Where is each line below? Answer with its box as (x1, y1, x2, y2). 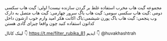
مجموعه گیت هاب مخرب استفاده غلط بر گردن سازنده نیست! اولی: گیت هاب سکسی (4, 5, 162, 10)
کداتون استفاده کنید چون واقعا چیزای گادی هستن (4, 20, 94, 26)
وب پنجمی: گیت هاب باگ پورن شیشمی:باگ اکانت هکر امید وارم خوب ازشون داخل (4, 15, 157, 21)
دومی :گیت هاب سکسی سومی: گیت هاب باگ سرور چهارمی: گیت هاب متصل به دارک (4, 10, 162, 16)
